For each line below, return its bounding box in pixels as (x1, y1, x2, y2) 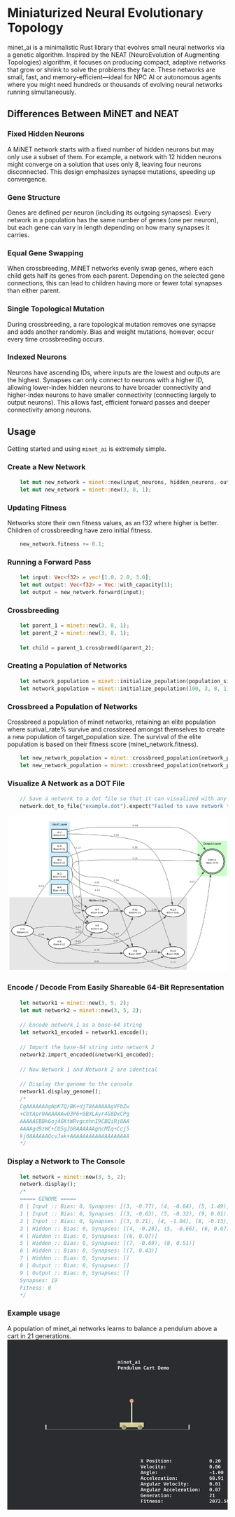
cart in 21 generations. (7, 1331, 72, 1340)
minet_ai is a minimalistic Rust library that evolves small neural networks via (7, 43, 225, 51)
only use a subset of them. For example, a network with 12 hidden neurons (7, 152, 222, 161)
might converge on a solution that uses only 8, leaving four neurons (7, 160, 201, 168)
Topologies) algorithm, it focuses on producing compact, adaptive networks (7, 58, 226, 66)
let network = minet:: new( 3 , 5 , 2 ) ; (20, 1173, 127, 1180)
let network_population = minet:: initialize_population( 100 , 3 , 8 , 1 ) (20, 685, 230, 692)
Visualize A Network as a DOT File (7, 778, 125, 788)
